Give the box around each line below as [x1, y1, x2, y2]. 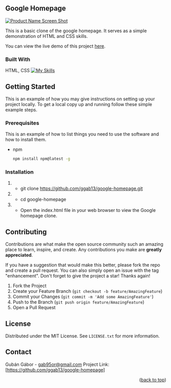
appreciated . [5, 252, 33, 258]
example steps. [5, 106, 37, 113]
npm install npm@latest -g [12, 156, 70, 162]
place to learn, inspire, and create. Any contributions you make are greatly [5, 247, 162, 253]
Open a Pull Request [12, 305, 56, 311]
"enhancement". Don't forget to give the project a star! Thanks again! [5, 273, 151, 279]
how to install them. [5, 137, 47, 143]
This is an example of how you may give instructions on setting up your [5, 96, 155, 102]
